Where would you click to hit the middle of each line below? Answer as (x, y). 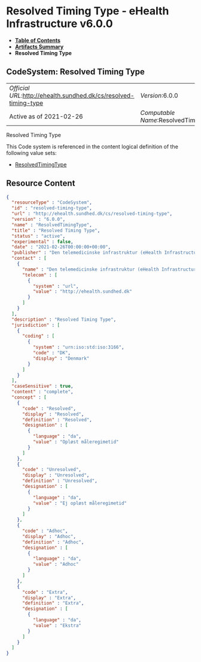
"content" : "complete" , (42, 392)
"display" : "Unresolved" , (56, 475)
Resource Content (41, 183)
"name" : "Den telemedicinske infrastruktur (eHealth (91, 269)
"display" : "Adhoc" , (49, 536)
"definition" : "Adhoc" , (53, 542)
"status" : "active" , (39, 236)
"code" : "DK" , (51, 353)
